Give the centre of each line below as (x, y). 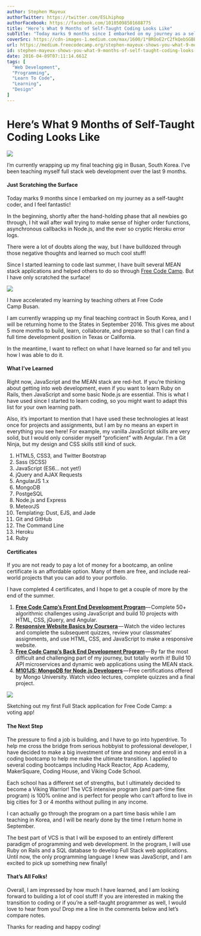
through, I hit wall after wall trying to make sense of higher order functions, (99, 222)
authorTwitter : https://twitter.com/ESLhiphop (66, 17)
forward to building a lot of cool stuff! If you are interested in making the (95, 896)
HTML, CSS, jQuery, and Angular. (56, 620)
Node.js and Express (41, 500)
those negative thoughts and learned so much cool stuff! (76, 253)
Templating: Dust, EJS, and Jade (55, 513)
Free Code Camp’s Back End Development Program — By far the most (102, 652)
